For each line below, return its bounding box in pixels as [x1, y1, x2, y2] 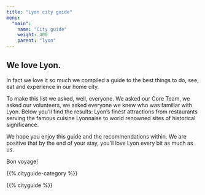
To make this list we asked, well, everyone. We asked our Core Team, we [6, 94, 190, 102]
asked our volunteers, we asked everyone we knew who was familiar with [6, 101, 192, 109]
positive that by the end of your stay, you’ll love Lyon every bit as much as [6, 139, 193, 147]
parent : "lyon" [17, 37, 56, 44]
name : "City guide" [17, 26, 68, 32]
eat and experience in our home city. [6, 83, 99, 90]
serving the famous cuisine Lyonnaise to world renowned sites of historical [6, 114, 196, 121]
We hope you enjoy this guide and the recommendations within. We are [6, 132, 187, 140]
